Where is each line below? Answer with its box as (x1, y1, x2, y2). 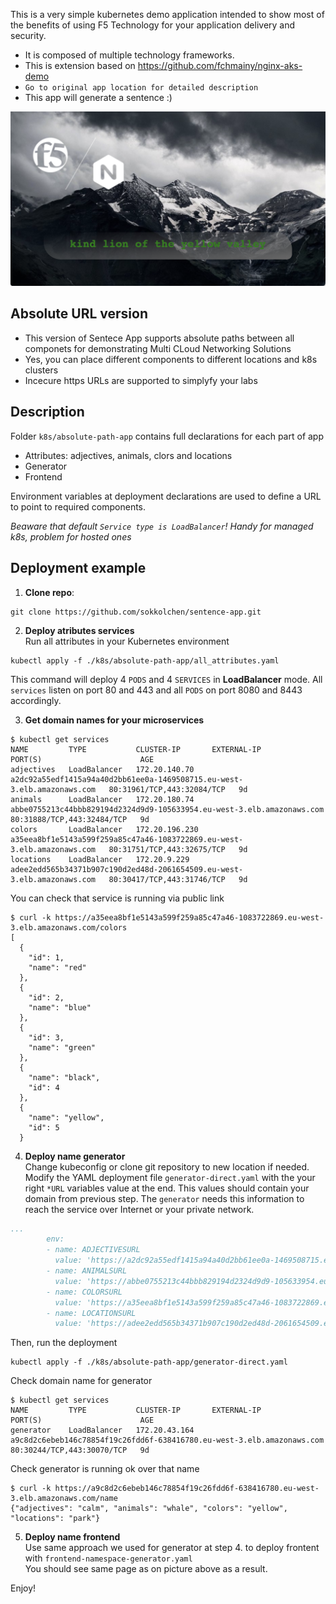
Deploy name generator (24, 1150, 126, 1162)
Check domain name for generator (10, 1375, 153, 1387)
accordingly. (10, 694, 62, 706)
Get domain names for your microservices (24, 714, 205, 726)
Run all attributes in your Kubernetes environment (24, 635, 230, 647)
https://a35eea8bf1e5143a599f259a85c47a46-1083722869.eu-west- (54, 912, 325, 923)
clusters (24, 364, 59, 376)
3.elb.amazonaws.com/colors (10, 922, 128, 933)
